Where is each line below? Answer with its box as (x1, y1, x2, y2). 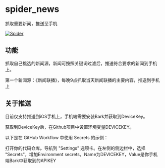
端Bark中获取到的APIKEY (5, 158, 56, 164)
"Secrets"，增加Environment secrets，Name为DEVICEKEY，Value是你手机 (5, 151, 158, 157)
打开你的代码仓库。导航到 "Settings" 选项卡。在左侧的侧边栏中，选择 (5, 145, 146, 151)
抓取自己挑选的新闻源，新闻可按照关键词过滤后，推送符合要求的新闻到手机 (5, 60, 157, 66)
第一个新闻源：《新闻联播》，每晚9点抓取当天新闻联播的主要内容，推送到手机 (5, 77, 160, 83)
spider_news (5, 3, 59, 15)
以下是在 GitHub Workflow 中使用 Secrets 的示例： (5, 134, 109, 140)
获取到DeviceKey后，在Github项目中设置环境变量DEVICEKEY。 (5, 124, 134, 130)
